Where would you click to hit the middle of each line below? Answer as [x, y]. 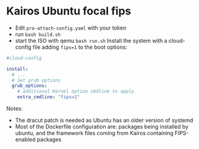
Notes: [15, 109]
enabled [25, 139]
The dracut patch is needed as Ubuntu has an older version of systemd [104, 120]
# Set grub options [36, 80]
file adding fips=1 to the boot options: [80, 47]
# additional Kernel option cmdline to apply [76, 92]
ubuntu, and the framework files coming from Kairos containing [94, 133]
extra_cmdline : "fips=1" [49, 97]
